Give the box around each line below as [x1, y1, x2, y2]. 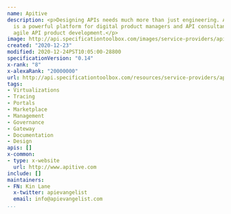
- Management [7, 112, 45, 119]
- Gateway [7, 125, 36, 132]
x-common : [7, 151, 36, 158]
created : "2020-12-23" [7, 42, 72, 49]
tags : [7, 81, 23, 87]
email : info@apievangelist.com [13, 195, 103, 203]
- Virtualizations [7, 87, 60, 94]
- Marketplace [7, 106, 48, 113]
